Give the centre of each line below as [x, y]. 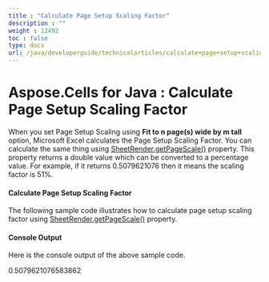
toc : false [28, 38]
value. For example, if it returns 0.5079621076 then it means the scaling [126, 166]
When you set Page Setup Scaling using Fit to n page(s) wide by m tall [125, 131]
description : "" [37, 23]
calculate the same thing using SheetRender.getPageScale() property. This [131, 148]
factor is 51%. [31, 174]
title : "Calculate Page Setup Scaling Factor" [89, 16]
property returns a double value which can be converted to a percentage [128, 157]
